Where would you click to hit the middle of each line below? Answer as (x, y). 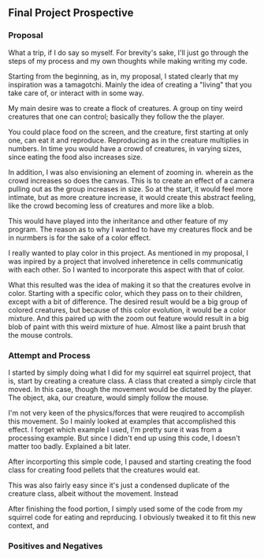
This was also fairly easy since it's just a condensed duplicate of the (119, 485)
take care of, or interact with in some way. (76, 93)
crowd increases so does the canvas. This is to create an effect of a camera (131, 180)
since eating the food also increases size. (76, 157)
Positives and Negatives (56, 546)
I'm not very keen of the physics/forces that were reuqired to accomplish (126, 413)
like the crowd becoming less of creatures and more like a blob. (111, 205)
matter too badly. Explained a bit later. (70, 446)
